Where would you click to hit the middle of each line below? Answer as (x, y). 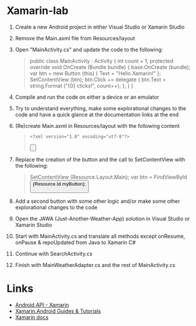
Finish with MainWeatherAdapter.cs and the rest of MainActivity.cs (95, 265)
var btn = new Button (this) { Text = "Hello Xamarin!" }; (95, 73)
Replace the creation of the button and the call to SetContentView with (100, 159)
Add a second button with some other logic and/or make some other (97, 201)
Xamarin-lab (38, 11)
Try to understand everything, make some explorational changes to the (101, 108)
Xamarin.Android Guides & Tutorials (58, 311)
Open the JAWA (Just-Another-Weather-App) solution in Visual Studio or (102, 219)
